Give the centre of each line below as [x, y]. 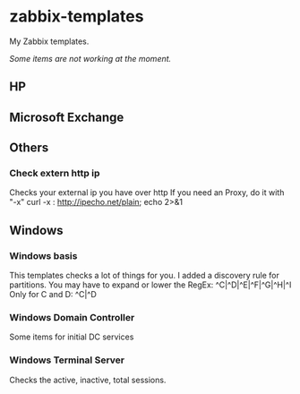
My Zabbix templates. [49, 41]
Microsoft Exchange [67, 117]
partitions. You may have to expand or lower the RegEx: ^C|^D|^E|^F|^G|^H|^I [150, 285]
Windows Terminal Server [67, 360]
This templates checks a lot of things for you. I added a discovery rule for [144, 276]
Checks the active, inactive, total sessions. [88, 380]
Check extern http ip [55, 174]
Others [29, 148]
